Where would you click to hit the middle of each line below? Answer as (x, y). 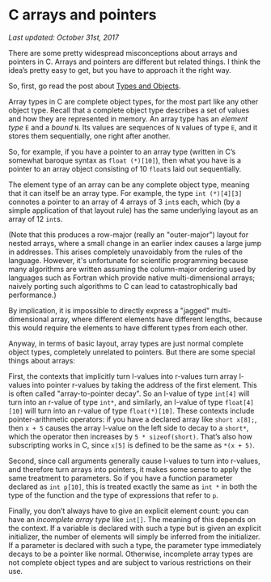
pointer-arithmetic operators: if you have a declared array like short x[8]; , (133, 419)
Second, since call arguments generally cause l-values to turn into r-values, (134, 461)
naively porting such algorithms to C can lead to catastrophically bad (123, 286)
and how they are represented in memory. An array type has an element (128, 118)
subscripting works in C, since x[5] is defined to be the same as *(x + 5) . (131, 445)
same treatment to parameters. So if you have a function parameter (121, 478)
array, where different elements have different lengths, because (157, 319)
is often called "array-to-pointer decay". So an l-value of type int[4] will (129, 393)
